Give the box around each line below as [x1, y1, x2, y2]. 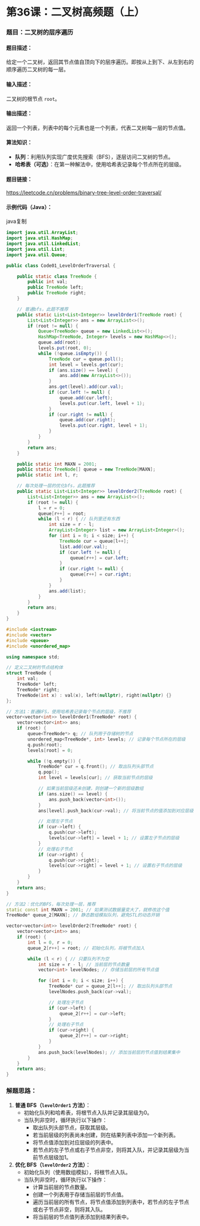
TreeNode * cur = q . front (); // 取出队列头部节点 [37, 764, 154, 770]
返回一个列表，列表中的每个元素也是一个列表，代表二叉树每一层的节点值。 [6, 124, 189, 131]
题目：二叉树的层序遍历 [6, 28, 73, 36]
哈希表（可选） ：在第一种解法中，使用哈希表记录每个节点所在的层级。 [14, 160, 185, 167]
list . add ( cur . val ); [59, 543, 108, 550]
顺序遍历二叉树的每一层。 [6, 66, 69, 73]
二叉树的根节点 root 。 [6, 95, 61, 102]
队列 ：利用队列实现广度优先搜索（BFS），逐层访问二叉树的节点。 [14, 153, 174, 160]
